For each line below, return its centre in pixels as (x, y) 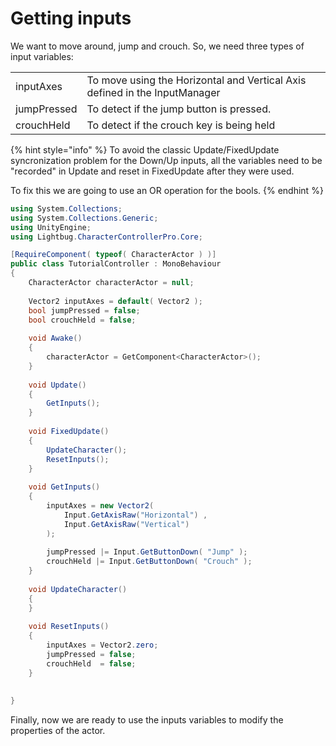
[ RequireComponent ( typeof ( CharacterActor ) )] (113, 255)
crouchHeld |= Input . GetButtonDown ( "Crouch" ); (149, 562)
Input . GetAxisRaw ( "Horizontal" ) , (135, 515)
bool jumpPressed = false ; (84, 310)
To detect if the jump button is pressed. (179, 109)
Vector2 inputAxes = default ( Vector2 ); (115, 301)
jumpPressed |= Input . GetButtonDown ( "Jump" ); (147, 552)
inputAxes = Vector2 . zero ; (102, 645)
